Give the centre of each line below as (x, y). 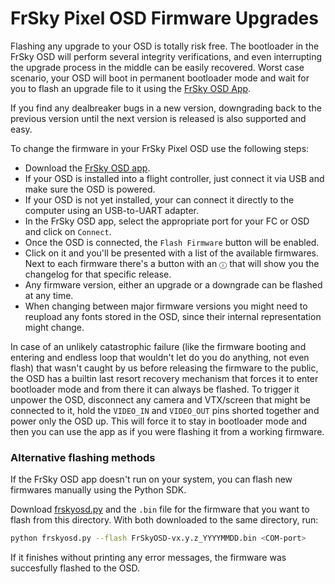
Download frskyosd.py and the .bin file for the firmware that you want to (160, 509)
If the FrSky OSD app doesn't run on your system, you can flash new (151, 479)
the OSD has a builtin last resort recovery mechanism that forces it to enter (164, 378)
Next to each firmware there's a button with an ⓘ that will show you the (172, 263)
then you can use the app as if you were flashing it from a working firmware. (167, 431)
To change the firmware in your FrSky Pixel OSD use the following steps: (160, 148)
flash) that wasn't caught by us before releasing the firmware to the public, (164, 368)
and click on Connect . (68, 231)
